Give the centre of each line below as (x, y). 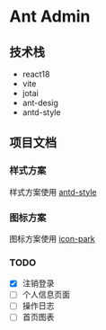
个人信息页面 (46, 295)
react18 (36, 74)
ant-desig (40, 103)
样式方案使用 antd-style (53, 192)
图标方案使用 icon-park (53, 238)
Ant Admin (50, 17)
